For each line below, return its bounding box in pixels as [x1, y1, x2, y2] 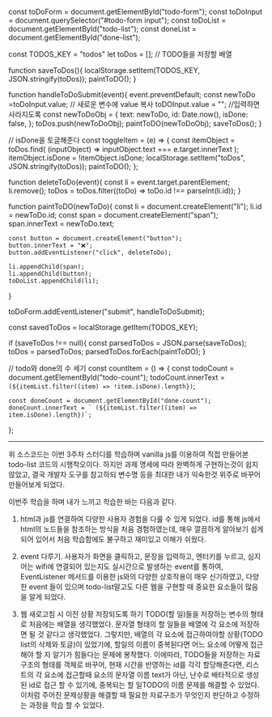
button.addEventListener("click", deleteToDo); [8, 248, 172, 257]
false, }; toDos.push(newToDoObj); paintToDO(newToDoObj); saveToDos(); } [8, 119, 262, 128]
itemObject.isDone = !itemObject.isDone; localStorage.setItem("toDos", [8, 153, 245, 163]
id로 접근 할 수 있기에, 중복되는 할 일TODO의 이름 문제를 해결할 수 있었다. [28, 680, 260, 689]
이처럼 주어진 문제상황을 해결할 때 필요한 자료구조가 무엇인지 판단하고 [19, 690, 239, 699]
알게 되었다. [28, 592, 66, 601]
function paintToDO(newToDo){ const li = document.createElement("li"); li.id [8, 202, 262, 211]
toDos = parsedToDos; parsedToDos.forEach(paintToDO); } [8, 347, 206, 356]
